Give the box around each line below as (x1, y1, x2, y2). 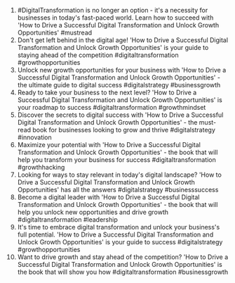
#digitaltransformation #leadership (17, 215, 118, 224)
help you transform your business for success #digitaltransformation (17, 156, 216, 164)
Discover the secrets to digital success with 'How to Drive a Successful (17, 111, 224, 119)
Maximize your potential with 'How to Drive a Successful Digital (17, 141, 201, 149)
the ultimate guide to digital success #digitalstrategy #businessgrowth (17, 81, 221, 89)
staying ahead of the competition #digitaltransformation (17, 51, 179, 59)
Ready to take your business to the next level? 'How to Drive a (17, 88, 197, 96)
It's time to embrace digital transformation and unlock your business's (17, 223, 220, 231)
